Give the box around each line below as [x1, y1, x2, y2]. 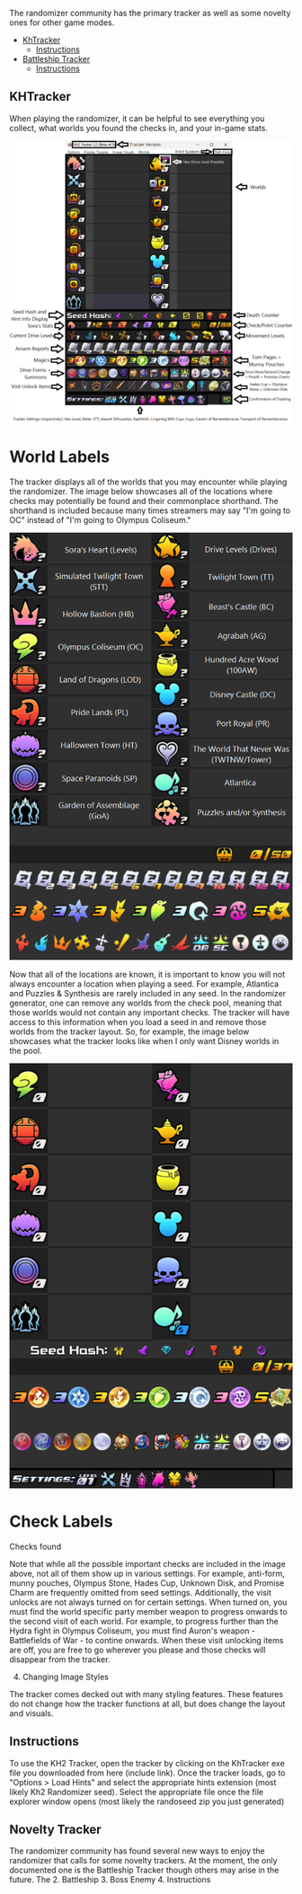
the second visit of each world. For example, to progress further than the [9, 1615, 279, 1626]
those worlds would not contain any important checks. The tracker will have [9, 1007, 290, 1018]
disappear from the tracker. [9, 1653, 111, 1665]
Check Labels [9, 1511, 113, 1532]
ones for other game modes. [9, 17, 115, 28]
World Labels [9, 447, 111, 467]
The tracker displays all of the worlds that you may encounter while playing [9, 476, 288, 488]
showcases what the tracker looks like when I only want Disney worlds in [9, 1036, 280, 1047]
